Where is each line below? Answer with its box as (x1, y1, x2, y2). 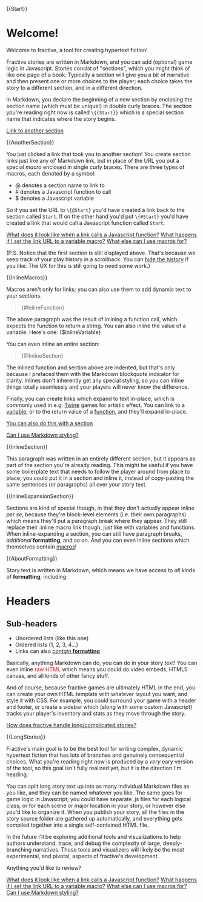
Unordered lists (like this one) (15, 634, 89, 641)
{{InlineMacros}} (6, 273, 48, 281)
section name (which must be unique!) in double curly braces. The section (6, 102, 192, 109)
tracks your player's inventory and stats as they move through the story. (6, 709, 186, 717)
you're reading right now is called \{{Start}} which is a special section (6, 109, 184, 116)
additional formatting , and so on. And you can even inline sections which (6, 536, 190, 544)
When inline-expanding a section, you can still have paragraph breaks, (6, 530, 183, 537)
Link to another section (6, 127, 64, 134)
